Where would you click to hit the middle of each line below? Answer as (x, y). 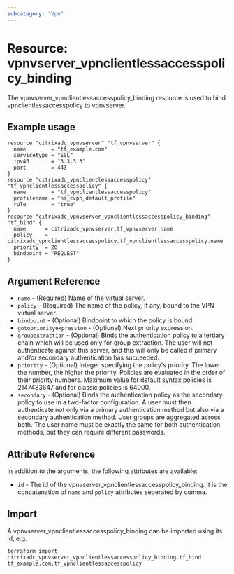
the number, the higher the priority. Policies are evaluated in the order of (121, 373)
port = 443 (41, 168)
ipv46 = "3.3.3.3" (50, 162)
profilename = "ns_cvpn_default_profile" (75, 198)
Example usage (41, 127)
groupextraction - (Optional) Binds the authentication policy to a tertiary (121, 335)
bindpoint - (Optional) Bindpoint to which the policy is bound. (105, 320)
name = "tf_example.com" (61, 149)
